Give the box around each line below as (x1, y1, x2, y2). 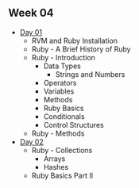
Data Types (43, 61, 81, 71)
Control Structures (43, 120, 105, 129)
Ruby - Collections (31, 145, 93, 155)
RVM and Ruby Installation (31, 36, 118, 45)
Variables (43, 86, 75, 96)
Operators (43, 78, 77, 87)
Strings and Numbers (55, 69, 125, 79)
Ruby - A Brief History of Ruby (31, 44, 131, 54)
